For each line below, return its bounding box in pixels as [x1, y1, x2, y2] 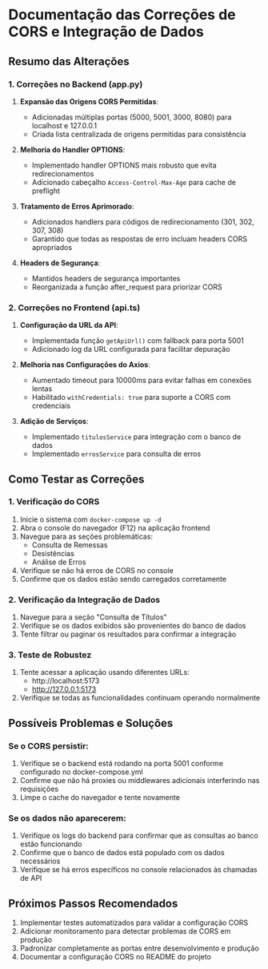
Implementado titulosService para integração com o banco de [31, 432, 242, 442]
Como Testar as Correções [8, 472, 145, 486]
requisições [19, 784, 58, 794]
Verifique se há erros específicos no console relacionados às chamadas [19, 865, 258, 874]
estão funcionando [19, 839, 82, 849]
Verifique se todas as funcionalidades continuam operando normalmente [19, 693, 261, 703]
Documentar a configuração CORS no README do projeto [19, 952, 212, 962]
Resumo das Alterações [8, 55, 130, 68]
